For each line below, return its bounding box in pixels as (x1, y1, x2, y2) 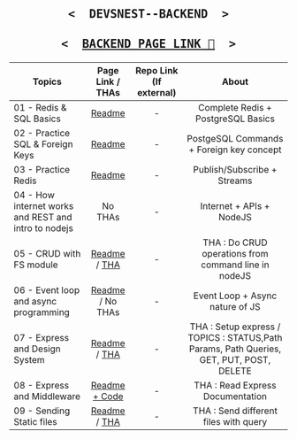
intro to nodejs (13, 221, 73, 234)
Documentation (202, 389, 268, 402)
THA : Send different (193, 404, 278, 417)
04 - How (13, 189, 56, 201)
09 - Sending (13, 404, 71, 417)
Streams (217, 174, 253, 187)
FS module (13, 258, 59, 271)
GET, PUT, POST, (199, 353, 271, 366)
